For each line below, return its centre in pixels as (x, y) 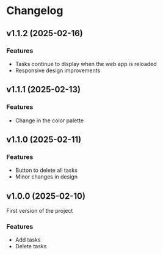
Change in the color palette (49, 120)
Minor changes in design (46, 177)
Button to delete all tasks (46, 170)
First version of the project (40, 211)
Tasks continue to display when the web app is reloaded (86, 64)
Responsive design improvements (58, 70)
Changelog (35, 11)
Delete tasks (31, 246)
